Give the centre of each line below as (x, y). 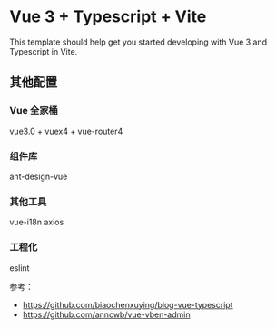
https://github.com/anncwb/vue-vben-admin (106, 314)
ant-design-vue (39, 176)
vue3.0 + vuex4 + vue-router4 (66, 131)
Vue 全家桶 (34, 111)
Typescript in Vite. (44, 51)
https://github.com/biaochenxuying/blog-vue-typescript (128, 304)
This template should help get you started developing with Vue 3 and (138, 42)
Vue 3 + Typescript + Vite (108, 17)
